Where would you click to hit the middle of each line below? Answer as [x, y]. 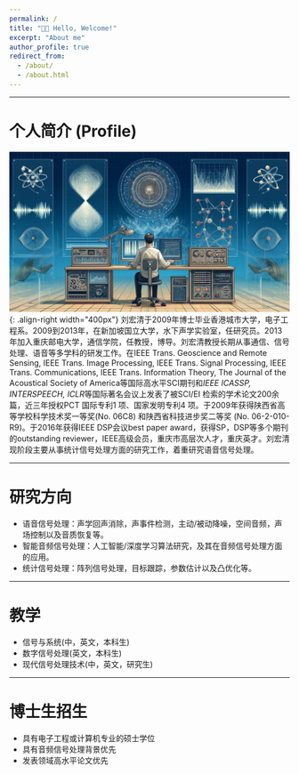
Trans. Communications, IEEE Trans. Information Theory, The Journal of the [148, 372]
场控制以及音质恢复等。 [65, 535]
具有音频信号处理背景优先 [69, 749]
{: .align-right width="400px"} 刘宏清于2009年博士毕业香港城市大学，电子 [145, 319]
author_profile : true [49, 47]
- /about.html [43, 76]
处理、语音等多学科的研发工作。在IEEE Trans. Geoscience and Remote [138, 352]
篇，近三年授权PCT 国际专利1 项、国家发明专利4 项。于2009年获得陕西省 [143, 405]
